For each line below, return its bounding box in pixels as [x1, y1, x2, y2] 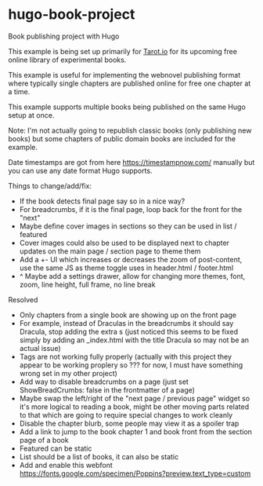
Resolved [8, 294, 38, 304]
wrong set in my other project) [19, 368, 117, 378]
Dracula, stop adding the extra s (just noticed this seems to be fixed [19, 327, 239, 336]
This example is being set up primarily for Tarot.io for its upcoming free [8, 46, 237, 56]
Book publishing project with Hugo [8, 31, 120, 41]
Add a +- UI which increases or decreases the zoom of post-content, [19, 254, 243, 264]
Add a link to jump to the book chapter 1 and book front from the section [19, 426, 253, 437]
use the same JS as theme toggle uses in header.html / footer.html [19, 263, 234, 272]
